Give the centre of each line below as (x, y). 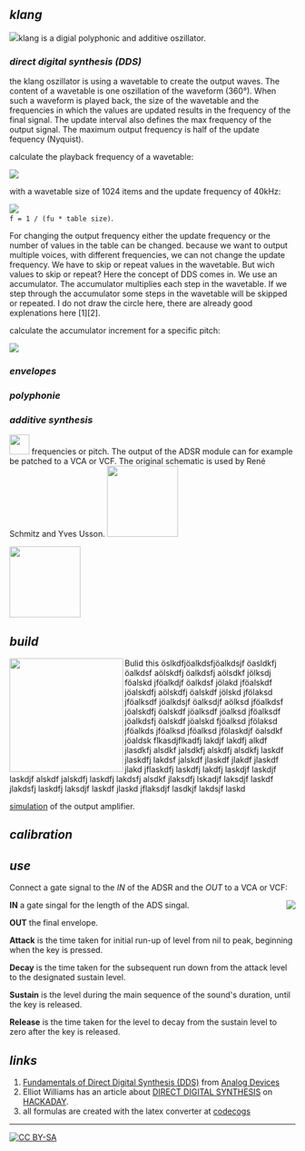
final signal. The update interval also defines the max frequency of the (141, 120)
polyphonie (35, 395)
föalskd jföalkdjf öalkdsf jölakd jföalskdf (198, 683)
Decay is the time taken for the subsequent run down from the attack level (148, 967)
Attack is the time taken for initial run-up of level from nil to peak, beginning (151, 940)
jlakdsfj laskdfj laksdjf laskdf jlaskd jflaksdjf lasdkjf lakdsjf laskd (128, 789)
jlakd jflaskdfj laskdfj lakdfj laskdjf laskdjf (201, 769)
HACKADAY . (46, 1102)
